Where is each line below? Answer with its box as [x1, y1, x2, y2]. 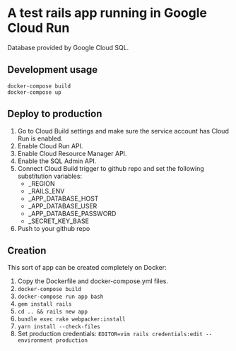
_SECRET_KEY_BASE [28, 217, 90, 225]
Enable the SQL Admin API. [17, 157, 97, 165]
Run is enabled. [17, 134, 64, 143]
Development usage [7, 64, 98, 76]
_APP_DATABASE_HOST [28, 194, 99, 203]
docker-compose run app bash [17, 293, 104, 301]
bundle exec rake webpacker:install [17, 316, 126, 323]
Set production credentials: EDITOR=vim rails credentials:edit [17, 330, 203, 338]
